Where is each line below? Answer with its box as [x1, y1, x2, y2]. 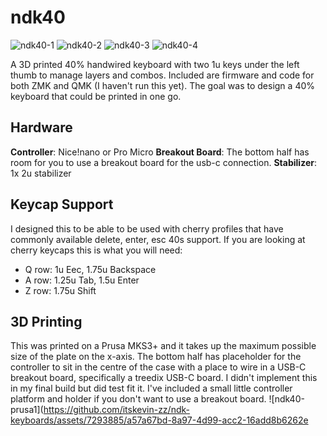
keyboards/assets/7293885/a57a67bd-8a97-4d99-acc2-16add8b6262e [10, 414, 309, 426]
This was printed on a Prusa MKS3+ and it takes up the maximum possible [10, 340, 317, 352]
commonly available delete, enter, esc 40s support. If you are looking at [10, 233, 306, 245]
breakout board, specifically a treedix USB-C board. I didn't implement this [10, 372, 318, 384]
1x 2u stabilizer [10, 167, 72, 179]
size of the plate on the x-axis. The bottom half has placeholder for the [10, 351, 302, 363]
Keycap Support [10, 196, 114, 213]
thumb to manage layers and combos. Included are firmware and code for [10, 69, 315, 81]
